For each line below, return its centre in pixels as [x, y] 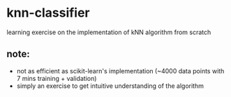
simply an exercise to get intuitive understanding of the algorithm [110, 86]
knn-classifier [48, 13]
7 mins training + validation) [57, 78]
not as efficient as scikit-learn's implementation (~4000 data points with [120, 70]
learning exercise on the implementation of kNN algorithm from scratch [109, 32]
